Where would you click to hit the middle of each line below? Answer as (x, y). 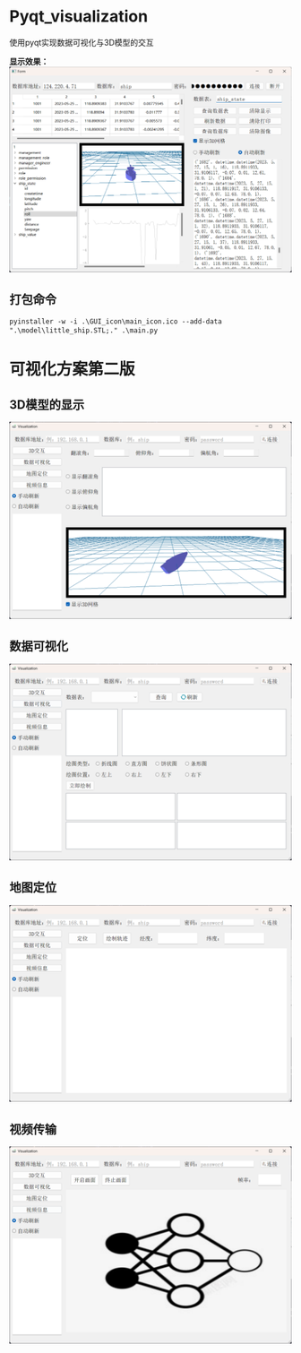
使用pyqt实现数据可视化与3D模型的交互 (82, 42)
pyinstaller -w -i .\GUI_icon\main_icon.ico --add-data (116, 322)
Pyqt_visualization (79, 17)
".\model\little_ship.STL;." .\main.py (84, 331)
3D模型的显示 (47, 405)
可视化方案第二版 (73, 369)
